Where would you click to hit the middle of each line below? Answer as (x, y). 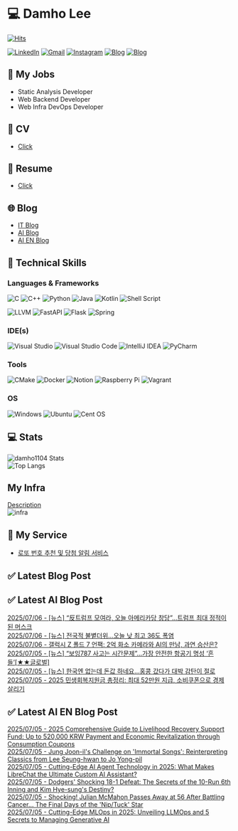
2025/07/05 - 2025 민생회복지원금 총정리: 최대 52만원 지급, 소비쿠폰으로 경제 (116, 680)
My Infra (27, 488)
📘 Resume (30, 168)
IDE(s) (18, 330)
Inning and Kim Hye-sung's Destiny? (61, 790)
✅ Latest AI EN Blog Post (63, 712)
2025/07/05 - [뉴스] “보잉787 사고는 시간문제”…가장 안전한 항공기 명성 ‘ (108, 653)
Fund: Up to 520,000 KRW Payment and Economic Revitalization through (114, 736)
